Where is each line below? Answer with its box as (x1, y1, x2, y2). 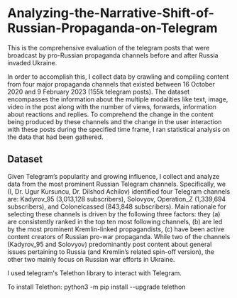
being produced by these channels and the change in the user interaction (7, 117, 222, 126)
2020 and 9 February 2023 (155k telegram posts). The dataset (7, 87, 190, 96)
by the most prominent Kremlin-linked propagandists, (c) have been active (7, 225, 225, 233)
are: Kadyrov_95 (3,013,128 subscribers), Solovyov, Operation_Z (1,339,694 (7, 194, 226, 203)
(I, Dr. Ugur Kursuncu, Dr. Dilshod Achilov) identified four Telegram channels (7, 187, 231, 196)
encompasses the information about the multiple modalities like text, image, (7, 94, 228, 104)
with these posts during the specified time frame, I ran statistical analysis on (7, 125, 231, 133)
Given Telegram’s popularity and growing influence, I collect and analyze (7, 172, 220, 180)
